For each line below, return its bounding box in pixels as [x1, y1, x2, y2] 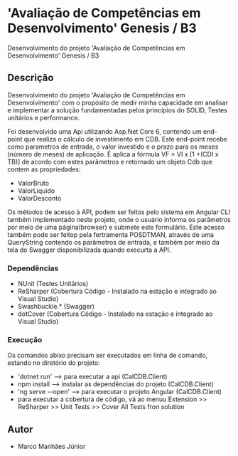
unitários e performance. [7, 113, 80, 122]
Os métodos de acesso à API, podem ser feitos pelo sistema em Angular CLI [7, 208, 231, 216]
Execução [7, 334, 43, 344]
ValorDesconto [17, 193, 62, 202]
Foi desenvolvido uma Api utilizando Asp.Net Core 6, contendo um [7, 127, 202, 136]
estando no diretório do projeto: [7, 359, 101, 367]
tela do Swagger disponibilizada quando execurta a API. [7, 245, 171, 254]
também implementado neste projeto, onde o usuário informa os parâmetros [7, 215, 231, 223]
